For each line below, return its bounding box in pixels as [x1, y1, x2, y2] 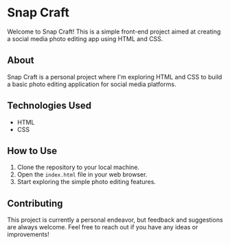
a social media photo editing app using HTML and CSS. [7, 34, 163, 42]
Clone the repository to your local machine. [16, 163, 139, 172]
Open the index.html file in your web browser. [16, 170, 148, 179]
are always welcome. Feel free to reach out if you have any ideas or [7, 223, 198, 231]
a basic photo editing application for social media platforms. [7, 80, 176, 88]
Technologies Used [7, 100, 91, 112]
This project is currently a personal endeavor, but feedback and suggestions [7, 216, 223, 224]
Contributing [7, 197, 63, 209]
